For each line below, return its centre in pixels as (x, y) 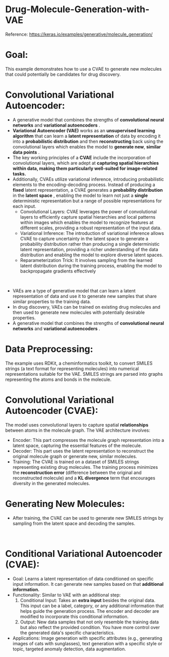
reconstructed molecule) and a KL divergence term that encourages (84, 478)
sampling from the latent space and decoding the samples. (74, 523)
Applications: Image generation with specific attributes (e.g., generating (87, 638)
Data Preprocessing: (49, 349)
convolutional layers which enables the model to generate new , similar (87, 146)
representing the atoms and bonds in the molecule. (58, 379)
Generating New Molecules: (65, 504)
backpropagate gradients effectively (58, 271)
